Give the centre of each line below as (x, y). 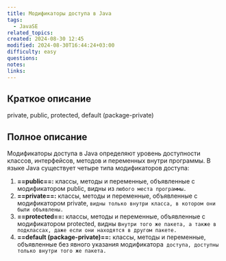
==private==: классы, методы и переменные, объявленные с (107, 196)
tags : (15, 20)
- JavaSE (26, 26)
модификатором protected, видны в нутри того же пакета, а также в (117, 224)
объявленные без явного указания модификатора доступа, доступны (118, 245)
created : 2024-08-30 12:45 (46, 39)
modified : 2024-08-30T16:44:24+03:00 (61, 45)
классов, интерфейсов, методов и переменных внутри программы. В (109, 161)
